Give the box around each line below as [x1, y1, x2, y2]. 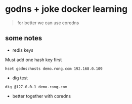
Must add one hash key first [5, 57, 62, 63]
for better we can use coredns [17, 20, 79, 26]
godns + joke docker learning [5, 3, 128, 15]
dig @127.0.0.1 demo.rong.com [5, 84, 68, 89]
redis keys [12, 47, 34, 53]
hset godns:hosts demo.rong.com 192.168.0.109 [5, 66, 103, 71]
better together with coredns [12, 93, 71, 99]
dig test [12, 75, 28, 81]
